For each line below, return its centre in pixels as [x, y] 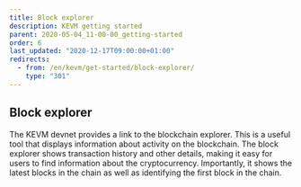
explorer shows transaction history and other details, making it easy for [141, 153]
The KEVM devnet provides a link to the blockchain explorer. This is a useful [150, 134]
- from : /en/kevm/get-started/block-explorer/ [106, 68]
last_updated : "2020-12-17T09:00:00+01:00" [92, 51]
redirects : [30, 59]
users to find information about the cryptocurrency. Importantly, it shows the [151, 163]
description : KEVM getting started [76, 26]
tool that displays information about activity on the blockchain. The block [144, 144]
